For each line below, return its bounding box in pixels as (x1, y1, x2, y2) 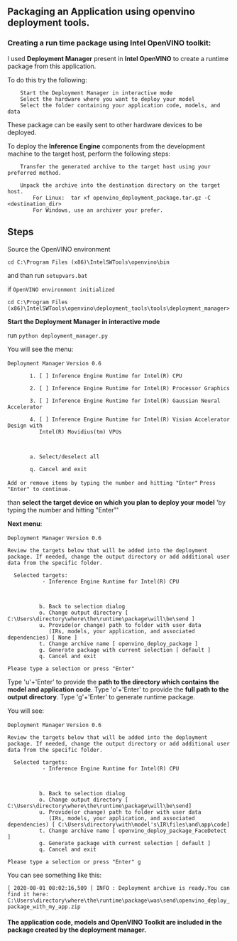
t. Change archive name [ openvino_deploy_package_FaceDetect (38, 827, 227, 834)
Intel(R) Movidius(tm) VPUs (38, 428, 122, 436)
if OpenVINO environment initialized (7, 284, 115, 294)
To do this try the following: (7, 75, 87, 84)
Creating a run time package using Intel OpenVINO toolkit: (7, 38, 211, 48)
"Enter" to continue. (7, 485, 72, 493)
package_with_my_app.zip (7, 903, 81, 910)
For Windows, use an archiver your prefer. (33, 206, 163, 214)
